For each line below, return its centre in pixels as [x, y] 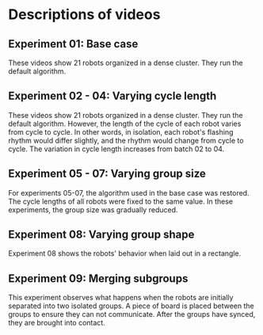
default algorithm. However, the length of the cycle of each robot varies [125, 124]
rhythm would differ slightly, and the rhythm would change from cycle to [126, 140]
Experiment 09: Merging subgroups [98, 278]
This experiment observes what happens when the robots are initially [121, 298]
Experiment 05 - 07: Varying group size [107, 174]
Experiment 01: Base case [73, 44]
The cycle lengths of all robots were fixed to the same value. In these [121, 201]
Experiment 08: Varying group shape [101, 235]
